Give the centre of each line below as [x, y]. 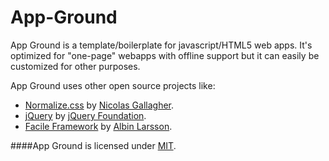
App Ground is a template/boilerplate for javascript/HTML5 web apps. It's [161, 45]
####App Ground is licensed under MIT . [93, 145]
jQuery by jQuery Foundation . [85, 115]
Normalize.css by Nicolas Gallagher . [99, 105]
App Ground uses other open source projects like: [113, 85]
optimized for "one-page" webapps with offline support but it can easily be [165, 55]
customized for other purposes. [75, 66]
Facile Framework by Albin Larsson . [98, 126]
